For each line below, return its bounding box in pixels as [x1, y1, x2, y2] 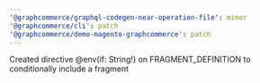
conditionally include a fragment [9, 63, 129, 74]
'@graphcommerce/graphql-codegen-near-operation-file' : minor [9, 12, 247, 22]
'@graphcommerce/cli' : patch [9, 21, 119, 30]
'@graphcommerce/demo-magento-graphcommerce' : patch [9, 29, 211, 38]
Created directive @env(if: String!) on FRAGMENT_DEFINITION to [9, 54, 251, 65]
